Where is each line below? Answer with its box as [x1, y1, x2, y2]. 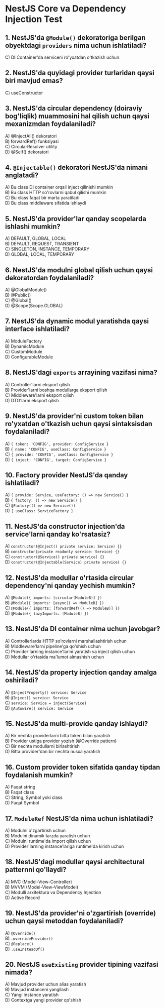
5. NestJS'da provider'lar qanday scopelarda [5, 215, 147, 223]
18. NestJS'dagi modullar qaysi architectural [5, 858, 145, 866]
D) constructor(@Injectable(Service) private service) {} [5, 559, 127, 565]
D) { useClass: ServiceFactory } [5, 508, 73, 514]
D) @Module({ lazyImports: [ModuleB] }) [5, 610, 89, 616]
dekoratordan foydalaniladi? [5, 273, 94, 282]
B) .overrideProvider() [5, 935, 54, 941]
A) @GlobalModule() [5, 287, 47, 293]
